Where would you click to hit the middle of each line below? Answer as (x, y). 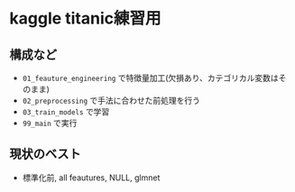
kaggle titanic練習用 (85, 18)
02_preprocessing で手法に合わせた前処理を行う (111, 101)
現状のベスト (45, 154)
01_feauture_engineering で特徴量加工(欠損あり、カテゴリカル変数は (150, 78)
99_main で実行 (50, 123)
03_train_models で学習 (66, 112)
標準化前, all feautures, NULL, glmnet (91, 178)
